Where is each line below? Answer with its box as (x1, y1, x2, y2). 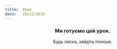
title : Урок (5, 7, 32, 12)
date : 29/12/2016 (5, 12, 45, 16)
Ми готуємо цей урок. (55, 28, 111, 34)
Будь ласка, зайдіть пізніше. (53, 38, 112, 44)
